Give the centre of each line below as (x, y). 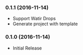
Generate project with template (45, 24)
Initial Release (27, 48)
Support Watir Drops (34, 19)
